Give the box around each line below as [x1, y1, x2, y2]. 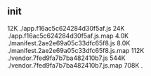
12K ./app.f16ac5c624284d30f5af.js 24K [7, 24, 125, 32]
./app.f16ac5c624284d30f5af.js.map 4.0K [7, 31, 129, 40]
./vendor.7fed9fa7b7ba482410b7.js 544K [7, 54, 126, 62]
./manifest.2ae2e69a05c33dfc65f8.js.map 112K [7, 46, 145, 54]
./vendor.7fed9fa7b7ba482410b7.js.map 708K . [7, 61, 143, 69]
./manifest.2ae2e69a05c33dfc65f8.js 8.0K [7, 38, 131, 47]
